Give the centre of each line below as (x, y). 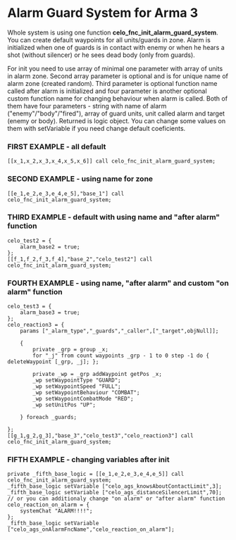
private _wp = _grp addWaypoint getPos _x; (97, 375)
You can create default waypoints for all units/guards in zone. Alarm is (109, 39)
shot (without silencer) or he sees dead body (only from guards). (101, 55)
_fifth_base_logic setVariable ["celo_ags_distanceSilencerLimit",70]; (114, 493)
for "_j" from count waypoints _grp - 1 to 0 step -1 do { (121, 356)
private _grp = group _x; (71, 350)
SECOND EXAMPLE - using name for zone (80, 179)
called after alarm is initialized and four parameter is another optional (107, 91)
